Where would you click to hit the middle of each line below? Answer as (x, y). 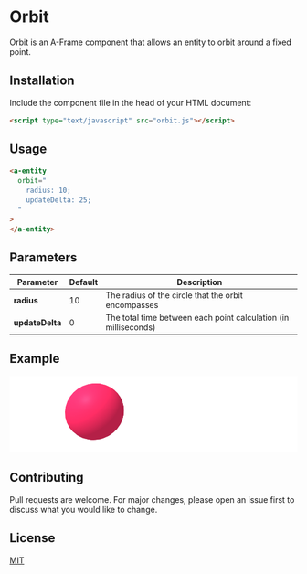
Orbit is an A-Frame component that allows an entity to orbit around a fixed (151, 42)
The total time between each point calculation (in (197, 318)
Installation (42, 81)
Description (200, 282)
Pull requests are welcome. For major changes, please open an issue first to (152, 499)
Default (84, 282)
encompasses (132, 305)
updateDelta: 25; (59, 200)
